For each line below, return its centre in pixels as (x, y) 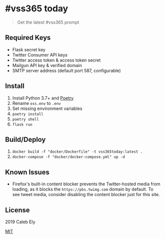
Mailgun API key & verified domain (47, 65)
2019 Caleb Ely (20, 222)
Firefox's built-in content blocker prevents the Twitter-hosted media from (86, 184)
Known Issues (27, 172)
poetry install (28, 114)
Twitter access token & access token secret (56, 60)
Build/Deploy (25, 139)
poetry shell (26, 119)
